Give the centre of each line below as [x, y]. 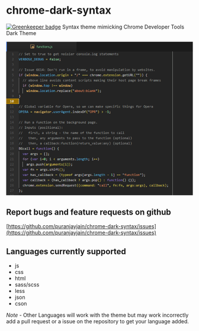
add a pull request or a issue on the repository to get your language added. [98, 321]
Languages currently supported [66, 251]
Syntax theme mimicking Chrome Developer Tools [123, 27]
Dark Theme [21, 33]
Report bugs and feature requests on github [89, 212]
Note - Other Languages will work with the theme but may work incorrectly [97, 315]
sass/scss [27, 284]
